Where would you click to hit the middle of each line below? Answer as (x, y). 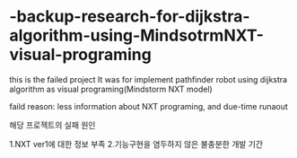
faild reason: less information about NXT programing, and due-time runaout (149, 106)
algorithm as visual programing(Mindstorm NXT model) (111, 89)
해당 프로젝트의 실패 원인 (52, 125)
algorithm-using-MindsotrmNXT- (137, 35)
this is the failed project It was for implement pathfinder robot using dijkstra (148, 79)
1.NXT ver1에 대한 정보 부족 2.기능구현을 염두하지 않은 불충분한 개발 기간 (136, 144)
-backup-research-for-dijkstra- (130, 17)
